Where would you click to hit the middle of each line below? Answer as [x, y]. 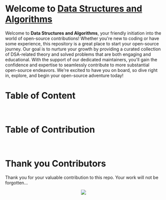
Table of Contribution [50, 130]
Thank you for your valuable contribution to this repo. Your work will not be [82, 177]
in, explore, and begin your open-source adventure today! [64, 75]
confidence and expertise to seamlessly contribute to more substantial [77, 65]
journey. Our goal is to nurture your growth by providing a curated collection [83, 49]
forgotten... [17, 183]
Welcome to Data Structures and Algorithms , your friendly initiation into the [83, 33]
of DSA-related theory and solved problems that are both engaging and [78, 54]
